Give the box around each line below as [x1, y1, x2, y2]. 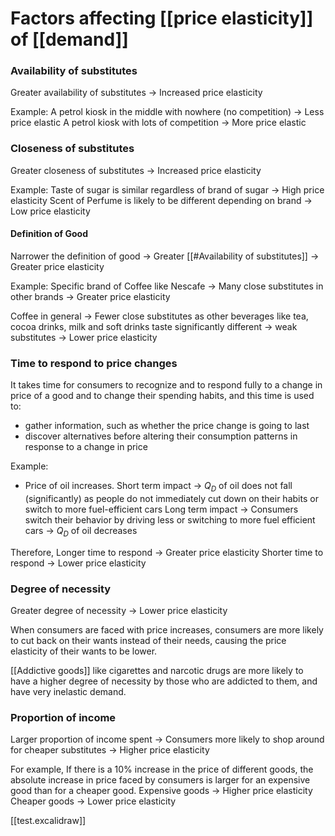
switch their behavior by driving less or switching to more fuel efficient [24, 514, 316, 526]
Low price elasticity [10, 205, 91, 217]
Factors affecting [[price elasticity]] [10, 7, 314, 30]
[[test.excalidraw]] [10, 815, 87, 827]
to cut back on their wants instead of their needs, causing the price [10, 635, 287, 647]
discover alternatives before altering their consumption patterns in [24, 430, 298, 442]
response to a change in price [24, 441, 148, 453]
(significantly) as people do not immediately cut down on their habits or [24, 493, 319, 505]
